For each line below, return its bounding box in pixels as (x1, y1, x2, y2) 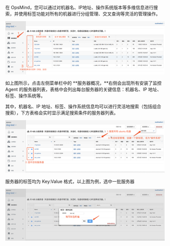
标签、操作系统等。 (5, 93, 46, 99)
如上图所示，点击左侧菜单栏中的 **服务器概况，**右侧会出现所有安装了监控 (5, 80, 162, 86)
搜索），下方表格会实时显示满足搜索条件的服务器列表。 (5, 110, 118, 116)
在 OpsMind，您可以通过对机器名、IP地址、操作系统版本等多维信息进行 (5, 5, 154, 10)
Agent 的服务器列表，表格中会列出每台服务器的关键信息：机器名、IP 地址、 (5, 87, 162, 93)
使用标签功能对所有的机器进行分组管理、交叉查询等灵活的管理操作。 (18, 11, 160, 17)
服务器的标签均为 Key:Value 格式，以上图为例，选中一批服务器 (5, 178, 135, 184)
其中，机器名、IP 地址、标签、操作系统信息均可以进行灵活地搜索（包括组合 (5, 103, 161, 110)
